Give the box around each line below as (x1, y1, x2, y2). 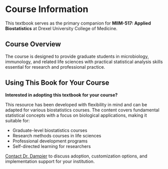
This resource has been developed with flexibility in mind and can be (5, 101, 147, 107)
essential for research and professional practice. (5, 64, 105, 70)
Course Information (5, 4, 89, 15)
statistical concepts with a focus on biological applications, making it (5, 112, 147, 118)
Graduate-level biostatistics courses (12, 127, 88, 133)
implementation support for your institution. (5, 158, 95, 164)
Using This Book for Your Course (5, 79, 109, 87)
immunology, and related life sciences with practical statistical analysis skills (5, 59, 163, 65)
